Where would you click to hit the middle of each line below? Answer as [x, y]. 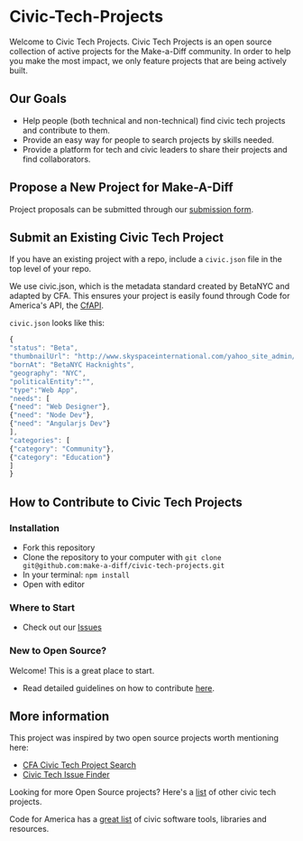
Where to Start [42, 607]
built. [19, 70]
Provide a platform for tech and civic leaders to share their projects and [155, 149]
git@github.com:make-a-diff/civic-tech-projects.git [124, 565]
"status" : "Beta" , [44, 348]
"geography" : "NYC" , [48, 373]
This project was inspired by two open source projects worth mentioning [144, 738]
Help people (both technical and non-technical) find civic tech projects [154, 120]
